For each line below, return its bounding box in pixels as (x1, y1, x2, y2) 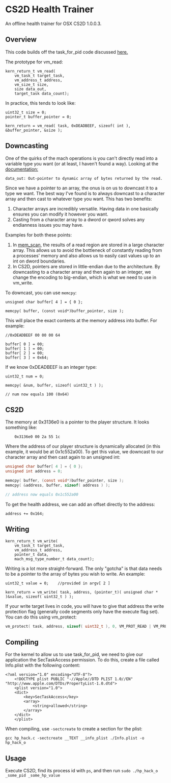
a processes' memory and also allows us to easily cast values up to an (12, 252, 160, 258)
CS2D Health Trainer (5, 4, 94, 15)
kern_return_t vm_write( (5, 538, 58, 543)
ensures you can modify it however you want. (12, 211, 108, 217)
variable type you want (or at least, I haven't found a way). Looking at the (5, 160, 159, 167)
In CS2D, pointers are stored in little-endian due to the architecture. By (12, 263, 160, 269)
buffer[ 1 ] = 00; (5, 346, 44, 351)
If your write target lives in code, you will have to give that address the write (5, 603, 164, 609)
